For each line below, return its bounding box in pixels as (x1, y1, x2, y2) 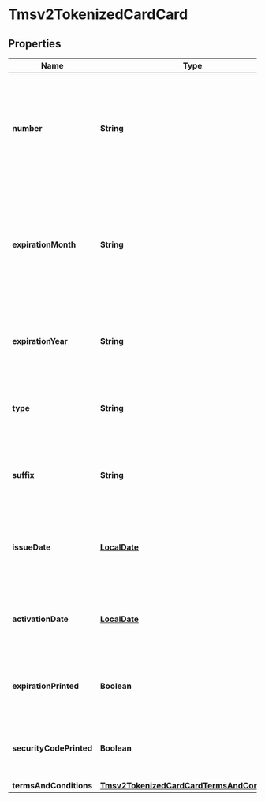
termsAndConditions (12, 781, 93, 791)
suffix (12, 470, 35, 480)
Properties (8, 37, 62, 50)
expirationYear (12, 336, 69, 346)
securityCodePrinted (12, 743, 93, 754)
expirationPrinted (12, 680, 80, 691)
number (12, 123, 43, 133)
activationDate (12, 613, 69, 624)
